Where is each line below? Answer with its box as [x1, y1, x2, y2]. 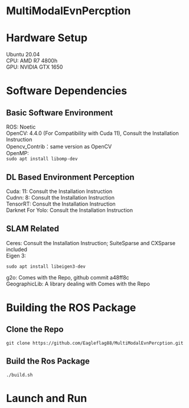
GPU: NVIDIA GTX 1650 [6, 63, 63, 70]
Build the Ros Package [6, 356, 90, 367]
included [6, 246, 28, 253]
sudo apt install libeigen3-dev [6, 264, 86, 269]
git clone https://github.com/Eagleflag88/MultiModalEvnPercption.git [6, 340, 184, 346]
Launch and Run [6, 391, 87, 405]
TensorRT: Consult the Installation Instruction [6, 200, 116, 207]
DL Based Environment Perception [6, 172, 135, 182]
